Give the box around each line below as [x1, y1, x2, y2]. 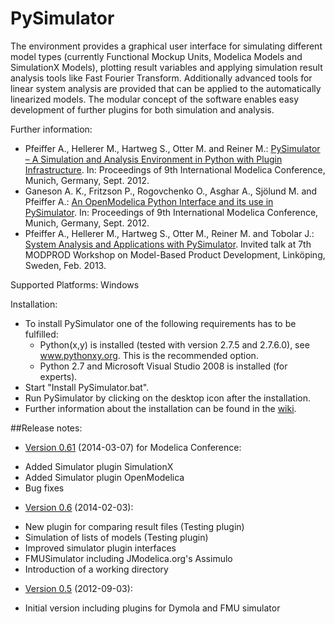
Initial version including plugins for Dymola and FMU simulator [24, 602, 281, 614]
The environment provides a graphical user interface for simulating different [10, 40, 323, 52]
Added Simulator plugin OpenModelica [24, 471, 185, 483]
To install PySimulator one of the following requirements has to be [24, 317, 297, 329]
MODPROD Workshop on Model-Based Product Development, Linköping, [24, 248, 326, 261]
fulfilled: [24, 328, 59, 340]
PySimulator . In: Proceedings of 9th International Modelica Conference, [24, 206, 319, 218]
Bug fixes [24, 482, 65, 494]
